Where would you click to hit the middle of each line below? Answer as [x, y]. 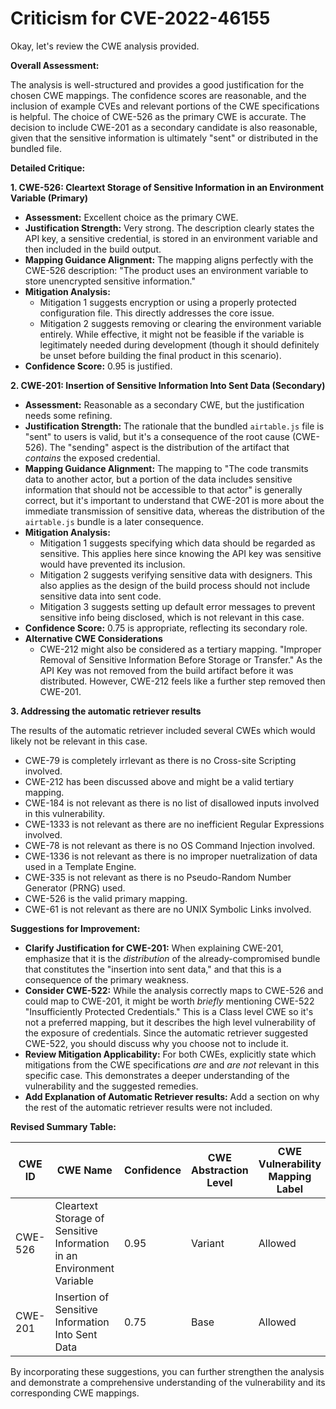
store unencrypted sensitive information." [110, 281]
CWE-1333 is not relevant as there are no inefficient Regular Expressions [174, 824]
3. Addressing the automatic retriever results [106, 711]
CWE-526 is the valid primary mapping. [106, 898]
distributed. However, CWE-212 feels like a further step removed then [182, 681]
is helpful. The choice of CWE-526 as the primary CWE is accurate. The [158, 116]
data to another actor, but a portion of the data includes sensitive [158, 479]
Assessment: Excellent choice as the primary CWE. [131, 217]
